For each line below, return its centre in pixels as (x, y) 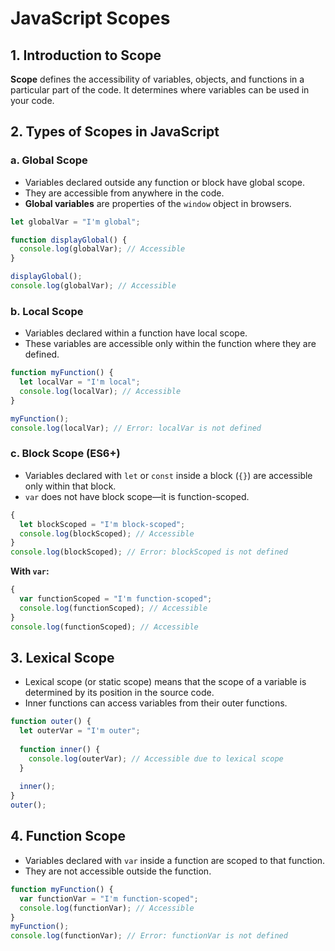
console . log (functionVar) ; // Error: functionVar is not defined (149, 936)
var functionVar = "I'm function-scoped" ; (109, 898)
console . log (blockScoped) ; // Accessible (107, 533)
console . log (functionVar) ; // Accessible (107, 908)
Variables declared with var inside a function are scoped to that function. (175, 860)
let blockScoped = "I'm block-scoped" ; (102, 524)
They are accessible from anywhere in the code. (124, 193)
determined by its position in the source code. (119, 693)
